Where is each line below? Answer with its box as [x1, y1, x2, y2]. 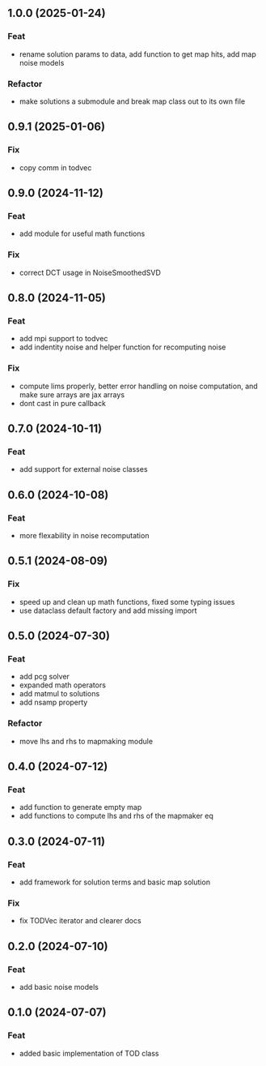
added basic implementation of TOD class [19, 1048, 159, 1058]
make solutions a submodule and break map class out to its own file [19, 96, 246, 106]
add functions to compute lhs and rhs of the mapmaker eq [19, 811, 213, 821]
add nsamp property [19, 697, 88, 708]
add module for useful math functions [19, 229, 146, 238]
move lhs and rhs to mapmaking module [19, 736, 154, 746]
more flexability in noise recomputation [19, 531, 150, 541]
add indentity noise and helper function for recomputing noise [19, 342, 226, 352]
